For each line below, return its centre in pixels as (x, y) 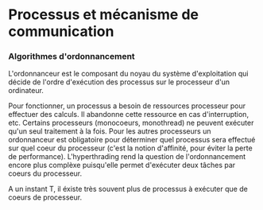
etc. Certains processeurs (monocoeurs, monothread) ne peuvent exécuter (131, 123)
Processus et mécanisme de (103, 15)
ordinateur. (26, 91)
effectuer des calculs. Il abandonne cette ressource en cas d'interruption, (128, 115)
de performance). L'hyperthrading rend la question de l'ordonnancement (127, 157)
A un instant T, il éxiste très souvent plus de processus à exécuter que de (128, 189)
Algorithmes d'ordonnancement (72, 56)
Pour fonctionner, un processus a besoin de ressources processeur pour (127, 106)
